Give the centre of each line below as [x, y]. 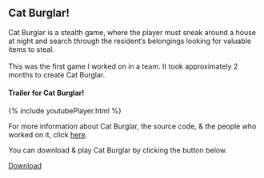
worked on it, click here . [48, 135]
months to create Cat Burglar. [57, 74]
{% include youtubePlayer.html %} [65, 111]
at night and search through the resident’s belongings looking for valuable [130, 41]
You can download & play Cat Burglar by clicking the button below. [118, 150]
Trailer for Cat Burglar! [46, 93]
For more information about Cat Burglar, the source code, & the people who [132, 126]
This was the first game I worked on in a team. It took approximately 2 [123, 66]
